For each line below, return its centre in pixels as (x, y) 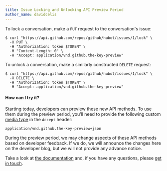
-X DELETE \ (22, 78)
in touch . (14, 163)
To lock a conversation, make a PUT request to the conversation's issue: (79, 28)
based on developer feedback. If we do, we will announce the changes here (83, 143)
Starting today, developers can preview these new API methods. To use (79, 109)
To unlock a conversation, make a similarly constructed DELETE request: (78, 64)
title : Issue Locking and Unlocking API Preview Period (64, 10)
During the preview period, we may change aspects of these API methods (81, 138)
